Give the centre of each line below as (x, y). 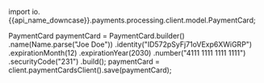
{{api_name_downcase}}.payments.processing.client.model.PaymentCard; (132, 20)
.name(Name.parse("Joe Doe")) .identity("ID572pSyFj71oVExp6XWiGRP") (130, 44)
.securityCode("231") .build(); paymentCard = (84, 61)
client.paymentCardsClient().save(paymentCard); (90, 70)
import (19, 12)
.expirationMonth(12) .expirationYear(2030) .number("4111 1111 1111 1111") (127, 53)
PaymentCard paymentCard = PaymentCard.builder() (97, 36)
